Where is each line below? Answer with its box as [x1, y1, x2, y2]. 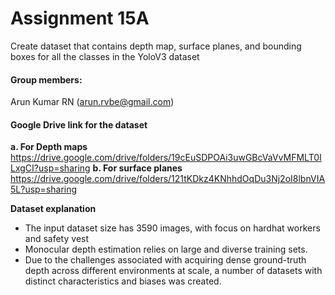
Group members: [10, 73, 83, 86]
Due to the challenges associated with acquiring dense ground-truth [24, 254, 307, 266]
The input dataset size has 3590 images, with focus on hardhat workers [24, 222, 321, 234]
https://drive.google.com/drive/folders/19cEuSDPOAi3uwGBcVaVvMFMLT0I [10, 152, 322, 164]
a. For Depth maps [10, 141, 88, 153]
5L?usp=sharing [10, 183, 78, 196]
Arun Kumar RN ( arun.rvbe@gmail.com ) [10, 96, 175, 108]
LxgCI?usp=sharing [10, 162, 91, 174]
